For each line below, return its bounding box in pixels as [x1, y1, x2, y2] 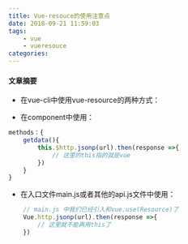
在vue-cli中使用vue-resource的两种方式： [19, 95, 160, 105]
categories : [8, 49, 49, 58]
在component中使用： [19, 113, 95, 122]
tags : [8, 27, 27, 35]
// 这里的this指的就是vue [51, 151, 131, 159]
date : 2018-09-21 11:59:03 [8, 19, 100, 28]
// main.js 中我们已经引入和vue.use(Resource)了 [23, 206, 180, 214]
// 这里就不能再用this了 [37, 220, 112, 229]
